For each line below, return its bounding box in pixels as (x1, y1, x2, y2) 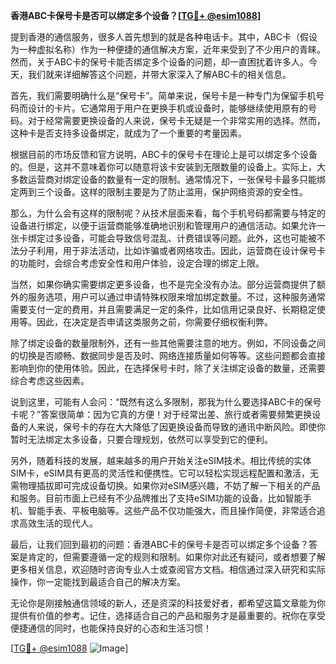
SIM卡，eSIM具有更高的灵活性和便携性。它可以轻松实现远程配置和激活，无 (10, 467, 319, 479)
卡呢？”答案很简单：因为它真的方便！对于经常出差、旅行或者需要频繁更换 (10, 409, 313, 420)
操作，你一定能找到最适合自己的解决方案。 (10, 576, 186, 588)
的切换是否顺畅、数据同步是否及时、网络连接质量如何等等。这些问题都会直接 (10, 350, 326, 361)
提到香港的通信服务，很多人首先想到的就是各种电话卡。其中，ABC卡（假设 (10, 31, 318, 43)
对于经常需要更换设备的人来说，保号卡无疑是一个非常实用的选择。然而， (27, 115, 326, 126)
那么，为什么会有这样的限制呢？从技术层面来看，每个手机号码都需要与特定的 (10, 207, 326, 219)
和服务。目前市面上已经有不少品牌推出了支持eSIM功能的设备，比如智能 (10, 492, 303, 504)
